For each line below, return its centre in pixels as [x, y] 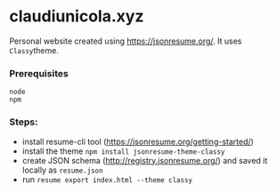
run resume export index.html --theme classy [107, 179]
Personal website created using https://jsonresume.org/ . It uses [126, 41]
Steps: [24, 122]
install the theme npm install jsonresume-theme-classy [123, 151]
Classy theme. [34, 50]
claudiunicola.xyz [77, 16]
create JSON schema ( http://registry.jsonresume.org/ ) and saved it [145, 160]
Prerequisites [39, 73]
